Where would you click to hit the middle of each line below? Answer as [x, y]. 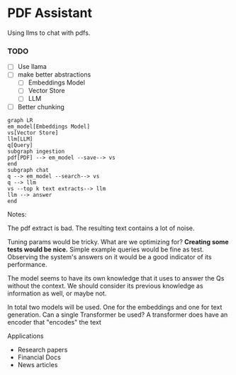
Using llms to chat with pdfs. [49, 33]
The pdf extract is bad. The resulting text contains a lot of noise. [101, 228]
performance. [27, 264]
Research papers [43, 349]
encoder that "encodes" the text [54, 322]
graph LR [20, 120]
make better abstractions [54, 75]
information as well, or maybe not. [57, 293]
